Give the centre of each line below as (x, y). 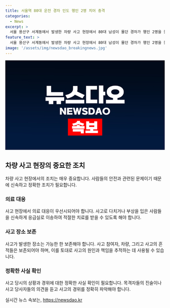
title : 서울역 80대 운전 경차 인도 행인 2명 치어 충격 (55, 11)
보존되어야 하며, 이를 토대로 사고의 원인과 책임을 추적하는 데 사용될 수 (87, 250)
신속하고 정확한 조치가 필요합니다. (44, 185)
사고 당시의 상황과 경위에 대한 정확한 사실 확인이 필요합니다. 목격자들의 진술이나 (83, 283)
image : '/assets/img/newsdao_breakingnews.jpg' (56, 48)
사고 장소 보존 (21, 232)
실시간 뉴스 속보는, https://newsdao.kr (44, 300)
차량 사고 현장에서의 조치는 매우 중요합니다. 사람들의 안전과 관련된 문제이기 (79, 179)
